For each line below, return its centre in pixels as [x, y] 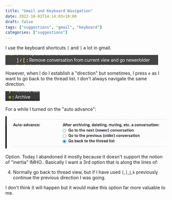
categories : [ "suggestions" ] [36, 33]
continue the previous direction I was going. [59, 177]
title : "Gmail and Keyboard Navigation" [49, 11]
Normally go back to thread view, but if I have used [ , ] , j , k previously [85, 172]
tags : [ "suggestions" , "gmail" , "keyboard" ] [54, 27]
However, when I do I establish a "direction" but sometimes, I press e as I [82, 73]
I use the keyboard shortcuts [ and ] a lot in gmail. [59, 48]
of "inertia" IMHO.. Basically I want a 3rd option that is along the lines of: [82, 162]
